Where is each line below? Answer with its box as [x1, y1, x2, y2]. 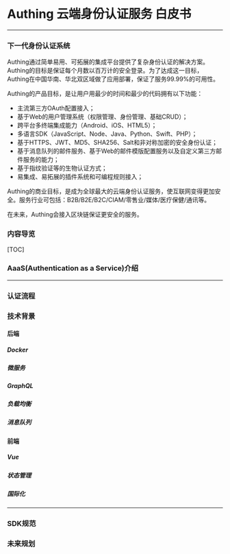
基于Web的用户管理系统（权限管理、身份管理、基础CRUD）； [16, 112, 188, 121]
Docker [7, 346, 29, 354]
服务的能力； [23, 156, 60, 164]
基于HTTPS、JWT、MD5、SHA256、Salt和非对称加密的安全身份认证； [16, 138, 218, 147]
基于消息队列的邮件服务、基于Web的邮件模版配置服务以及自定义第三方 [16, 147, 216, 155]
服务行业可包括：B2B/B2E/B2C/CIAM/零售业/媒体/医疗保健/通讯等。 [18, 196, 211, 204]
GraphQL [7, 381, 34, 389]
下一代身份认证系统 [7, 40, 71, 50]
